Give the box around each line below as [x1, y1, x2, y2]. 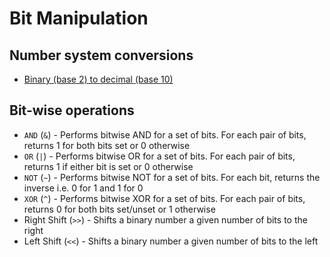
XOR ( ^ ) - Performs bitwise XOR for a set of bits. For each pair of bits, [23, 192, 306, 204]
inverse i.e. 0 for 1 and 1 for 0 [23, 182, 144, 194]
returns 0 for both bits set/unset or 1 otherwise [23, 203, 216, 215]
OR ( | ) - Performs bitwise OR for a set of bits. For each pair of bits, [23, 150, 296, 162]
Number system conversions [9, 47, 194, 64]
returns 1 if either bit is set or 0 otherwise [23, 160, 194, 172]
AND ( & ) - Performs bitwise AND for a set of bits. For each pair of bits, [23, 128, 307, 141]
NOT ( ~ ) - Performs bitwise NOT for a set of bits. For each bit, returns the [23, 171, 321, 183]
